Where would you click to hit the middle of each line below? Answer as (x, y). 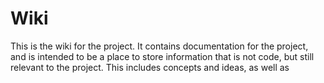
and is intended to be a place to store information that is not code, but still (162, 56)
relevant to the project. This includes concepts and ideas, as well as (150, 67)
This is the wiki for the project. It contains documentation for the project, (159, 46)
